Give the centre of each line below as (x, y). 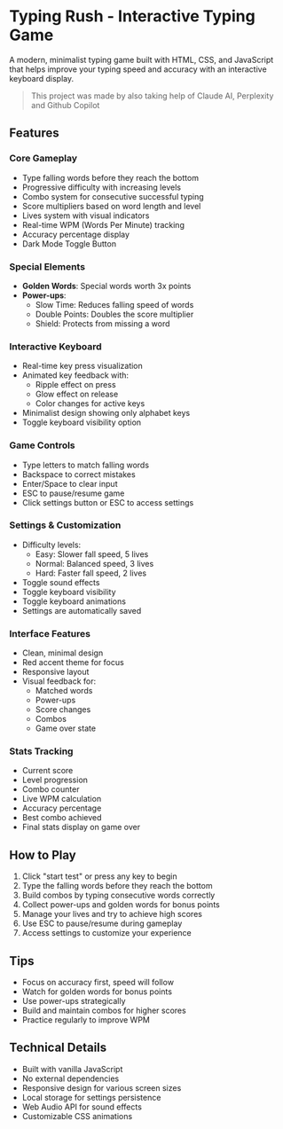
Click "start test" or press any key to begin (99, 876)
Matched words (64, 691)
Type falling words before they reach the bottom (110, 177)
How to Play (43, 855)
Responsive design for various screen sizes (102, 1087)
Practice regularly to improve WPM (86, 1020)
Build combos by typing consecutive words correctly (118, 895)
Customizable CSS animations (77, 1116)
